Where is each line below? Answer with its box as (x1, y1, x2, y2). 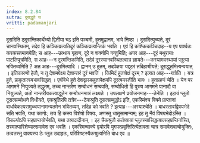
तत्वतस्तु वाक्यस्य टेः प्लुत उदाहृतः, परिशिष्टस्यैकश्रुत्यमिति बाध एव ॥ (6, 130, 130, 137)
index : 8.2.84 (6, 8, 42, 15)
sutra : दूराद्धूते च (6, 14, 41, 20)
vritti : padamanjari (6, 20, 58, 26)
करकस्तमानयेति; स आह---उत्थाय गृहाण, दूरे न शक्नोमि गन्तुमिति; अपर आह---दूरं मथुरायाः (6, 49, 174, 57)
